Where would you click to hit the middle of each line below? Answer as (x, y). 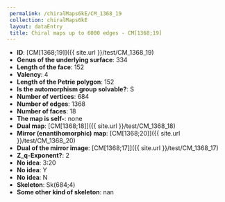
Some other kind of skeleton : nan (65, 192)
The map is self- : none (49, 119)
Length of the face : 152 (50, 67)
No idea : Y (32, 170)
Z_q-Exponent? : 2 (43, 156)
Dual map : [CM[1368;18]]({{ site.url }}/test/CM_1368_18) (96, 126)
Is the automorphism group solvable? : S (75, 89)
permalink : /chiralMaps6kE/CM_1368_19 (66, 13)
